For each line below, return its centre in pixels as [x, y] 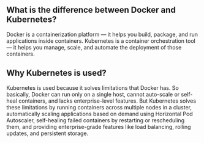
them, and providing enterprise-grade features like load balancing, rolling [99, 127]
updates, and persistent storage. [47, 133]
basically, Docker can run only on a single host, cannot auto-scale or [93, 94]
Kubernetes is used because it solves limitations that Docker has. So [93, 87]
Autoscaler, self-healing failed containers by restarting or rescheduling [96, 120]
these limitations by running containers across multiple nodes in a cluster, [99, 107]
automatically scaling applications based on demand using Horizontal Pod [100, 114]
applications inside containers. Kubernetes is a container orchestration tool [101, 41]
